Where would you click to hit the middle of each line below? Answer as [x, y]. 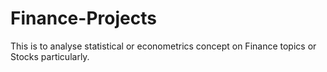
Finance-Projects [83, 18]
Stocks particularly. [50, 56]
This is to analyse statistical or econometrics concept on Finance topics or [163, 46]
